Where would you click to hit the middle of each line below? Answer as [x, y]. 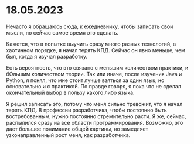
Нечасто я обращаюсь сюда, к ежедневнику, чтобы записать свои [90, 26]
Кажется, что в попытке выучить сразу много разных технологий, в [91, 44]
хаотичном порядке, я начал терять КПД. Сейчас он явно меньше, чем [96, 50]
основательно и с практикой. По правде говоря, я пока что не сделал [94, 86]
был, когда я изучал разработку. [47, 56]
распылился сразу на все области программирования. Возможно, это [95, 122]
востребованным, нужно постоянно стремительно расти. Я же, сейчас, [96, 116]
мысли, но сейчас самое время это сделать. [62, 32]
